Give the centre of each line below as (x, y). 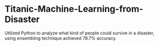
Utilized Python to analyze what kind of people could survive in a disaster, (79, 33)
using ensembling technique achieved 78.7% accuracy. (61, 38)
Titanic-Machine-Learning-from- (74, 9)
